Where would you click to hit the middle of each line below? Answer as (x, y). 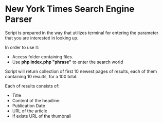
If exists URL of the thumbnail (42, 116)
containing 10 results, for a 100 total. (41, 76)
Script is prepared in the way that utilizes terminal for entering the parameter (82, 33)
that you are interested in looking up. (42, 38)
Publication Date (28, 105)
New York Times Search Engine (70, 9)
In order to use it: (22, 47)
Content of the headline (36, 100)
